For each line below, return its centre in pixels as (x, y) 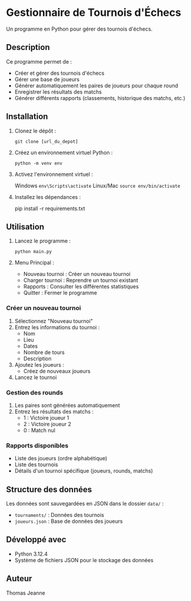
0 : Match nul (39, 430)
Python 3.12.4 (31, 554)
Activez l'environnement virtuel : (53, 174)
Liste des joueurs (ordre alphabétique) (61, 459)
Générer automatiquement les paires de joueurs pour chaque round (96, 85)
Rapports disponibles (37, 446)
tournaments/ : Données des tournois (59, 515)
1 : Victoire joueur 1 (46, 417)
